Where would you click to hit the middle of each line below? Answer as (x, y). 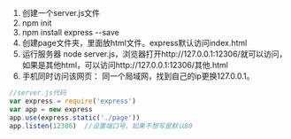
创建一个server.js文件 (61, 13)
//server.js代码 (38, 93)
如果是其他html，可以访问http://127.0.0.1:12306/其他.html (125, 65)
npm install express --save (70, 32)
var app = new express (51, 109)
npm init (37, 23)
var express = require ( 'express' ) (73, 101)
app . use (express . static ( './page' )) (75, 118)
